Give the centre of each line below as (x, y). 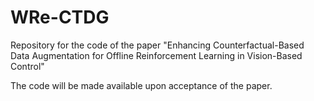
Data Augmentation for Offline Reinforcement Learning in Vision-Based (156, 55)
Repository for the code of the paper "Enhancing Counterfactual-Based (157, 45)
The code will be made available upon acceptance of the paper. (141, 85)
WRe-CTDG (60, 17)
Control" (27, 66)
